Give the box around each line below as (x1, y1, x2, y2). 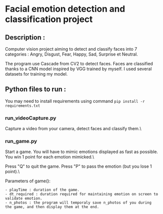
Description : (5, 33, 45, 41)
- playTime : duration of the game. (5, 188, 80, 193)
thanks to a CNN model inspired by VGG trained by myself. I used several (5, 66, 152, 72)
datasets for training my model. (5, 71, 68, 77)
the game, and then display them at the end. (5, 205, 99, 210)
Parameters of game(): (5, 178, 51, 184)
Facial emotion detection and (5, 3, 125, 15)
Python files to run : (5, 85, 66, 94)
